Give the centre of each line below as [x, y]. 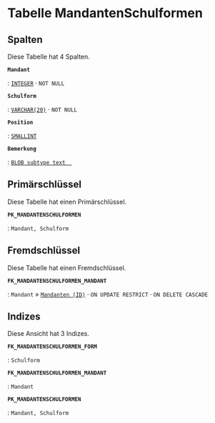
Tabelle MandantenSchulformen [105, 13]
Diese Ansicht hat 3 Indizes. [48, 334]
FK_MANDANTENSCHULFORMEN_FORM [52, 347]
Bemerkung [22, 149]
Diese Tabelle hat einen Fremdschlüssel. [67, 268]
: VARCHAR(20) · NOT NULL [42, 109]
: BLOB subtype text [36, 162]
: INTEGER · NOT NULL [36, 83]
